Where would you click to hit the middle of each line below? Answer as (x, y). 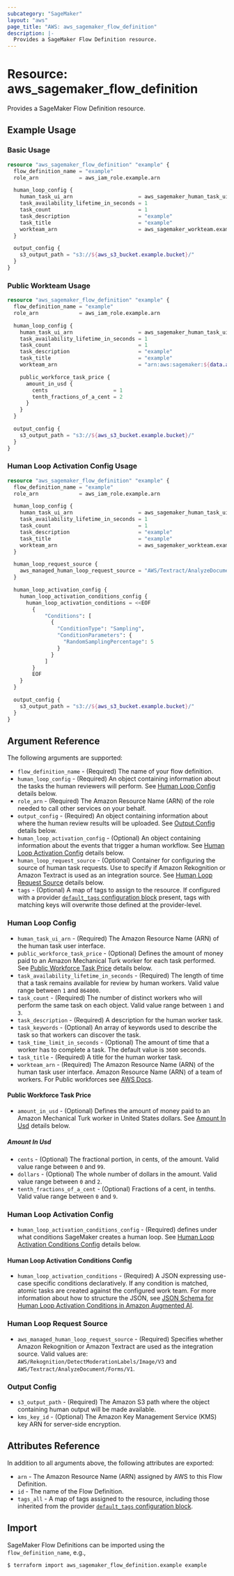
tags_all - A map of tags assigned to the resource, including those (114, 1498)
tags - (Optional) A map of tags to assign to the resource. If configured (119, 890)
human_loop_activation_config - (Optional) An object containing (109, 838)
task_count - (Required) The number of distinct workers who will (110, 997)
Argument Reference (54, 741)
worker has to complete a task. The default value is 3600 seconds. (112, 1050)
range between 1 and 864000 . (59, 990)
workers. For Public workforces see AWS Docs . (85, 1079)
